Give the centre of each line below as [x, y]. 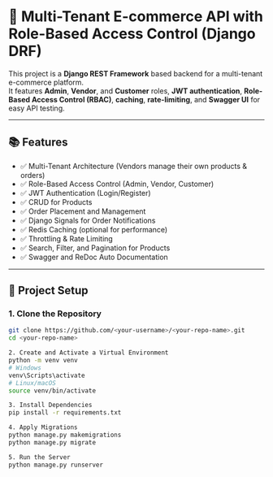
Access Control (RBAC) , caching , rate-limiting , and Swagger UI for [146, 99]
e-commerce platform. [46, 82]
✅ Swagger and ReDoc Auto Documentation [94, 257]
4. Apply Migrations [43, 427]
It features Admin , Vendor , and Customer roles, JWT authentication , [125, 91]
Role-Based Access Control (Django [132, 34]
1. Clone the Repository [55, 314]
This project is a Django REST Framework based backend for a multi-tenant [136, 73]
